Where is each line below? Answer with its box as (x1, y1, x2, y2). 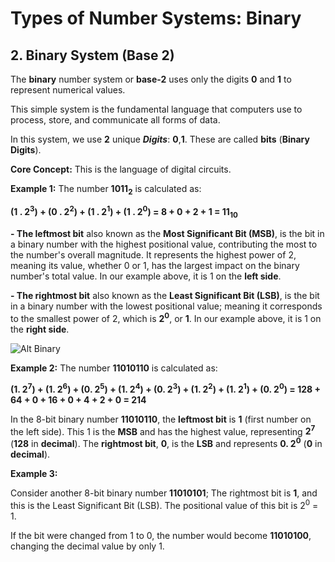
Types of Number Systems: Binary (10, 7, 302, 30)
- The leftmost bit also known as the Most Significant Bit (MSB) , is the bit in (10, 228, 325, 240)
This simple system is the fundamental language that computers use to (10, 103, 303, 115)
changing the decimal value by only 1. (10, 540, 165, 552)
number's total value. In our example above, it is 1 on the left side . (10, 270, 282, 282)
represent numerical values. (10, 84, 126, 96)
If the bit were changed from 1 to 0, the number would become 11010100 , (10, 529, 312, 541)
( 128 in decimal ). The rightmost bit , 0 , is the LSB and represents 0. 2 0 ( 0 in (10, 436, 323, 449)
